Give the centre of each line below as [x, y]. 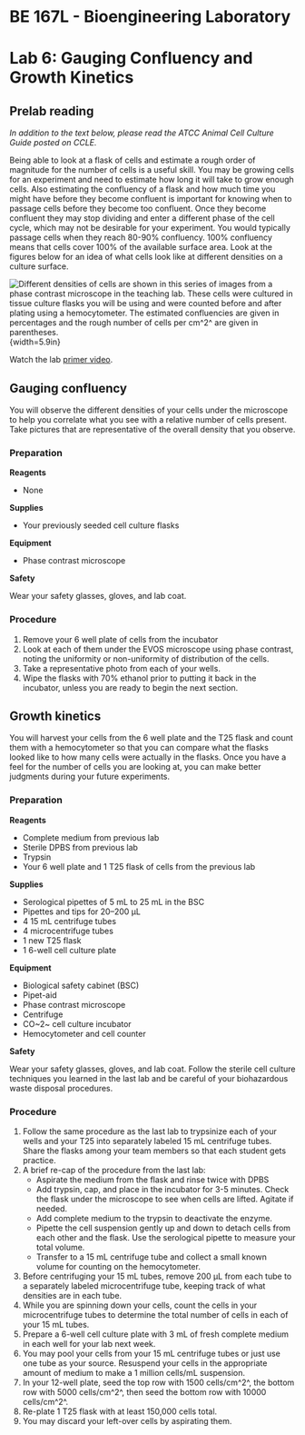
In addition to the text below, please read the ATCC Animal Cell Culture [142, 133]
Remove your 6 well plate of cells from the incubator [120, 639]
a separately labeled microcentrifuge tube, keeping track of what [144, 1286]
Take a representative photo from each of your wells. [121, 668]
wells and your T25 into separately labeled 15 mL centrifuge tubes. [147, 1141]
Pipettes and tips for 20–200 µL [81, 912]
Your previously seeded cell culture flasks [101, 525]
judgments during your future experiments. [90, 777]
